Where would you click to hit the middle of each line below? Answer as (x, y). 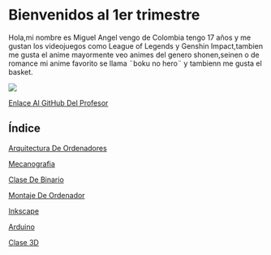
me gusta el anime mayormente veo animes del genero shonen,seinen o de (134, 54)
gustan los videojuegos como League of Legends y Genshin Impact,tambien (136, 45)
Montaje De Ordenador (47, 195)
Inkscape (24, 211)
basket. (21, 71)
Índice (24, 129)
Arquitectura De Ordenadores (58, 148)
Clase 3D (24, 242)
